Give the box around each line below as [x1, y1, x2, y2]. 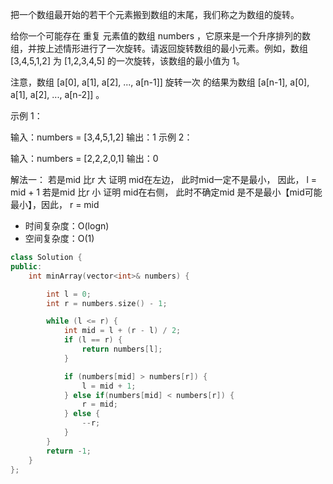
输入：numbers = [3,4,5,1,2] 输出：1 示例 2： [10, 131, 193, 143]
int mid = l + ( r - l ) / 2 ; [63, 326, 182, 336]
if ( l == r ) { [63, 335, 123, 345]
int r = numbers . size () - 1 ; [46, 298, 168, 308]
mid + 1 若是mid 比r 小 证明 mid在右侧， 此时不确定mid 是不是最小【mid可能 [10, 186, 323, 198]
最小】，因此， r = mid [10, 199, 100, 210]
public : [10, 261, 43, 272]
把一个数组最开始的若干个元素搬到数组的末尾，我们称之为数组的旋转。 [10, 9, 300, 20]
